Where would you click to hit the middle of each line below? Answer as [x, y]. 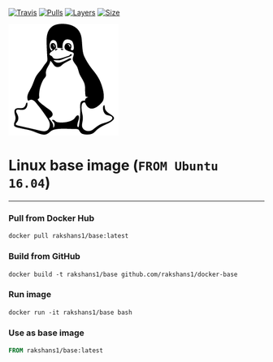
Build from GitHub [45, 256]
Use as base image [46, 333]
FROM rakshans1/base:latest [56, 351]
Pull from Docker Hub [52, 218]
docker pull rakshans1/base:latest [69, 236]
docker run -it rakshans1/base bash [70, 312]
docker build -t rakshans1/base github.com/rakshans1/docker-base [123, 274]
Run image [30, 295]
